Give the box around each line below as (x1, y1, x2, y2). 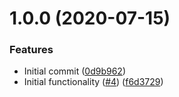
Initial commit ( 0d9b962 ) (23, 65, 126, 77)
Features (9, 43, 54, 57)
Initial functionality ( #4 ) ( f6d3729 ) (23, 76, 164, 88)
